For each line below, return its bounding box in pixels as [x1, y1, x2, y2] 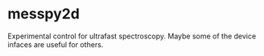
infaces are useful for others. [7, 39, 104, 49]
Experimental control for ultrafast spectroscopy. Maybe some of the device [7, 31, 257, 41]
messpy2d [7, 5, 80, 23]
